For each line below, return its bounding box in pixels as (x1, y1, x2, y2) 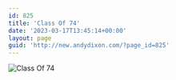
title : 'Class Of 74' (8, 19, 81, 27)
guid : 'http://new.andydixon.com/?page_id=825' (8, 42, 170, 50)
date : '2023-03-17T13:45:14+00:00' (8, 26, 127, 34)
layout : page (8, 34, 52, 42)
